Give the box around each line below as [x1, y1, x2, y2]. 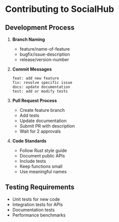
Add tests [19, 113, 40, 118]
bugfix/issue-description [19, 51, 70, 57]
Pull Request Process [12, 98, 57, 103]
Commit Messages [12, 66, 52, 72]
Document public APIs [19, 153, 65, 158]
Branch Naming [12, 36, 45, 42]
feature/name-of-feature [19, 46, 70, 52]
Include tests [19, 158, 46, 164]
